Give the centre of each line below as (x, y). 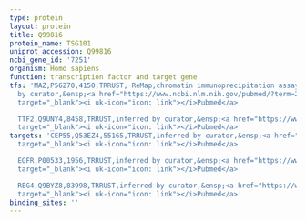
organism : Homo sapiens (55, 69)
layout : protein (40, 26)
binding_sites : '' (44, 202)
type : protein (36, 18)
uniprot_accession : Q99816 (61, 52)
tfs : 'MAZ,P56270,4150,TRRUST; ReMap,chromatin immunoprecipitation (142, 85)
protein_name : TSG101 (51, 43)
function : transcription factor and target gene (103, 77)
